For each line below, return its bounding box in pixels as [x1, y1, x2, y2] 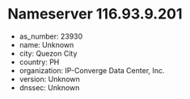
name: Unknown [19, 39, 74, 49]
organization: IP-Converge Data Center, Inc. [19, 65, 165, 75]
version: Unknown [19, 74, 80, 84]
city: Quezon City [19, 48, 78, 58]
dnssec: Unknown [19, 82, 80, 93]
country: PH [19, 57, 60, 67]
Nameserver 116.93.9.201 [7, 5, 183, 23]
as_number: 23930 [19, 31, 83, 41]
